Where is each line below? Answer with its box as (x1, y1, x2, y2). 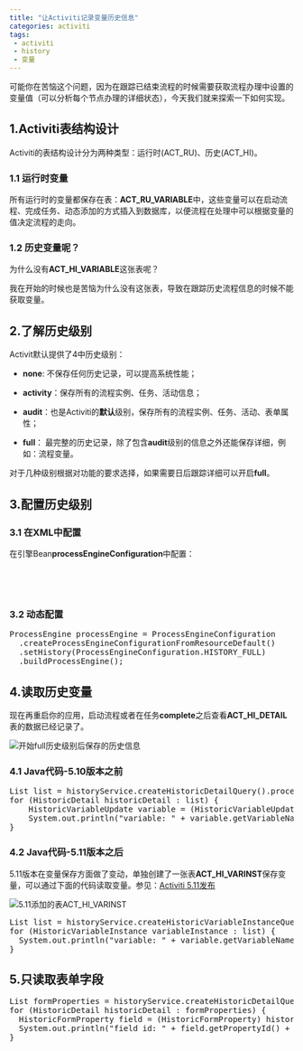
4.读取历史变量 (9, 684, 93, 699)
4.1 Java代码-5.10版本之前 (9, 765, 124, 777)
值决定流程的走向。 (9, 217, 81, 228)
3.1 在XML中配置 (9, 526, 82, 539)
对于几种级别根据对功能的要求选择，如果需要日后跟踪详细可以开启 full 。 (9, 467, 275, 479)
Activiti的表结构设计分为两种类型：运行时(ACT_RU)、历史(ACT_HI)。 (9, 146, 262, 158)
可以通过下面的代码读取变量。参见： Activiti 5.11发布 (24, 879, 216, 890)
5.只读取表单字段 (9, 972, 104, 987)
